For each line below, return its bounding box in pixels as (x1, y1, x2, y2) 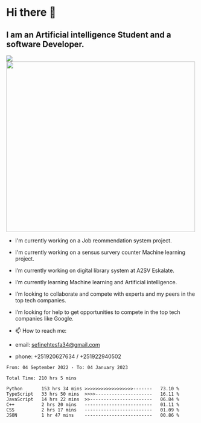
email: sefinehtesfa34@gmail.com (14, 341, 100, 348)
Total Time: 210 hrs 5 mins (6, 375, 77, 381)
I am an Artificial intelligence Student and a (6, 30, 171, 40)
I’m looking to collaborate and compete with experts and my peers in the (14, 290, 195, 298)
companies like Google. (14, 315, 74, 322)
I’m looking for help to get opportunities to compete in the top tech (14, 308, 180, 316)
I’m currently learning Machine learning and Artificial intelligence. (14, 279, 177, 285)
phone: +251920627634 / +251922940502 (14, 353, 122, 360)
